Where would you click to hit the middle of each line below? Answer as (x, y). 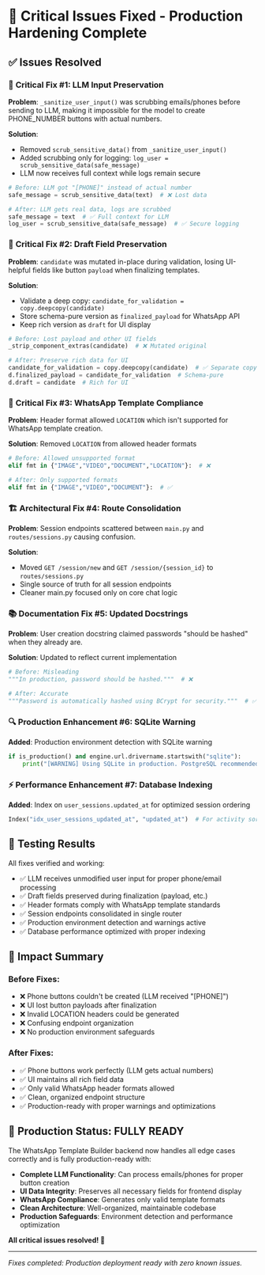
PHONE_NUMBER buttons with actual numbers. (85, 119)
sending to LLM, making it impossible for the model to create (107, 110)
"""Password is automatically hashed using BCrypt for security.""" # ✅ (133, 701)
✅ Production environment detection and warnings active (113, 922)
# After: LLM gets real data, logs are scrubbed (90, 209)
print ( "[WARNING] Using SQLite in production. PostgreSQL (119, 764)
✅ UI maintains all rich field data (72, 1079)
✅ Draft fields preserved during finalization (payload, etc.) (114, 896)
